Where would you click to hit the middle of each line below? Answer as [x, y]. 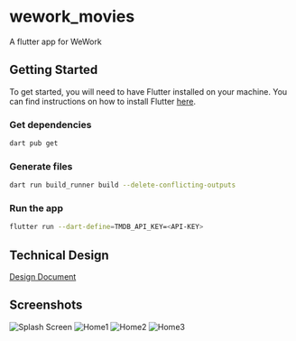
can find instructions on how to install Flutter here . [103, 101]
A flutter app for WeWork [55, 41]
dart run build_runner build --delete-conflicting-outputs [123, 185]
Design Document [43, 277]
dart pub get [34, 143]
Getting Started [54, 70]
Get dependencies [51, 124]
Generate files [41, 166]
